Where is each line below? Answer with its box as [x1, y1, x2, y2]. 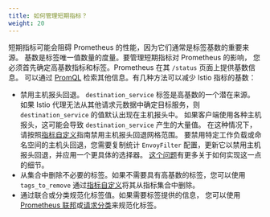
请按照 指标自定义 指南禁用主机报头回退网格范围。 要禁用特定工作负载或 [19, 129, 255, 139]
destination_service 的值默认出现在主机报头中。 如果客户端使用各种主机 [19, 109, 262, 119]
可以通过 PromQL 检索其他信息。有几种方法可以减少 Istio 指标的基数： [23, 72, 256, 82]
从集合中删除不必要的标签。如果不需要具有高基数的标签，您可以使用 [19, 170, 246, 179]
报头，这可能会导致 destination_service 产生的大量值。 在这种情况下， [19, 120, 257, 129]
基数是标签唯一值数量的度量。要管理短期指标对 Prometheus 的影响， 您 [23, 52, 261, 62]
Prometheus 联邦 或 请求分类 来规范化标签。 [19, 200, 162, 210]
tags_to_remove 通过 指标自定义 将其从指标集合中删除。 [19, 180, 199, 190]
